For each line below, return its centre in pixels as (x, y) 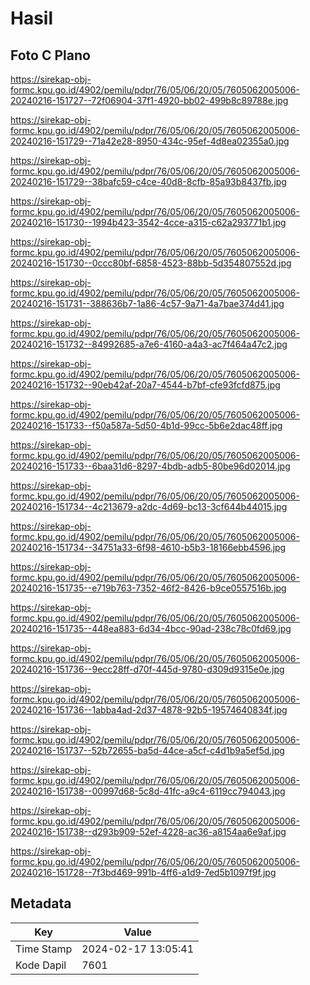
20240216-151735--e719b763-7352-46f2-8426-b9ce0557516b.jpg (148, 588)
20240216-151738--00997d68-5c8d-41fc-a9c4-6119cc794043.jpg (148, 791)
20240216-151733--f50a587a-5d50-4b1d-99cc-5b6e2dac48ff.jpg (146, 425)
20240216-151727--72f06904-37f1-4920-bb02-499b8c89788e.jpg (149, 100)
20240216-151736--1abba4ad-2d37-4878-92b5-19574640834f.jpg (149, 710)
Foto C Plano (50, 55)
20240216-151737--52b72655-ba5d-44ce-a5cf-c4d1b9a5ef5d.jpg (147, 750)
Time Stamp (44, 949)
